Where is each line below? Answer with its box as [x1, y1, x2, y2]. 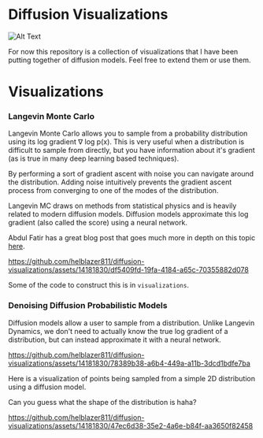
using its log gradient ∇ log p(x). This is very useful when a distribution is [8, 137, 245, 147]
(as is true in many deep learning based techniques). [8, 154, 180, 163]
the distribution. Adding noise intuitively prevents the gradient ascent [8, 177, 232, 187]
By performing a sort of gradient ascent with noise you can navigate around [8, 169, 254, 179]
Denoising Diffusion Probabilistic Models [8, 300, 168, 311]
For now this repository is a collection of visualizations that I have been [8, 46, 239, 56]
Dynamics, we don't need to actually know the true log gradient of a [8, 326, 228, 336]
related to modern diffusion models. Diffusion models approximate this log [8, 210, 249, 219]
